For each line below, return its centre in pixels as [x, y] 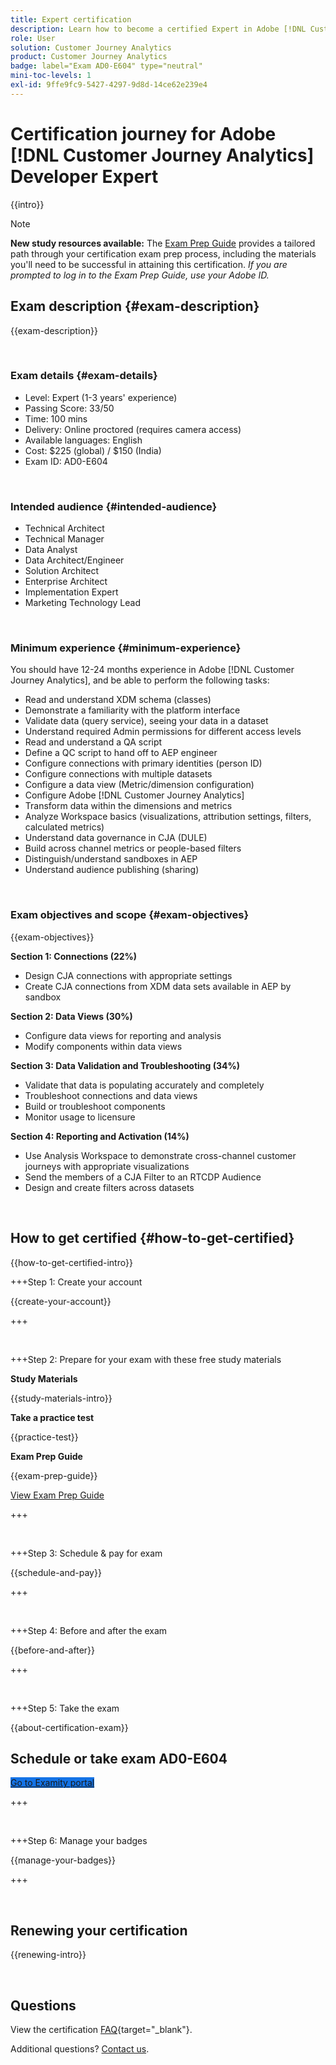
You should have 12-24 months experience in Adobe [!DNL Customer [152, 670]
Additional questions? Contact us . [80, 2048]
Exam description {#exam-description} [135, 306]
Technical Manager [64, 539]
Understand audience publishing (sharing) [112, 870]
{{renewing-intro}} [48, 1955]
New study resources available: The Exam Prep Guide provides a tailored [163, 243]
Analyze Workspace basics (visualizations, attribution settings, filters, [168, 817]
